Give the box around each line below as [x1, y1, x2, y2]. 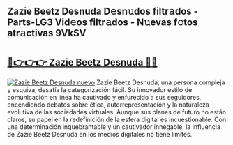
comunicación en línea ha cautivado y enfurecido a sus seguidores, [7, 93, 202, 101]
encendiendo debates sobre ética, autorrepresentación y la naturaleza [7, 100, 209, 109]
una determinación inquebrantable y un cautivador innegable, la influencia [7, 123, 221, 131]
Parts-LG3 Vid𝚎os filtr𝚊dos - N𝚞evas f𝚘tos [7, 17, 198, 29]
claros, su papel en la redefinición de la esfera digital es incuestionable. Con [7, 115, 227, 123]
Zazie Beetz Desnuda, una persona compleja [96, 78, 225, 86]
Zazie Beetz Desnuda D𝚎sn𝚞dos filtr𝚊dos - [7, 6, 199, 17]
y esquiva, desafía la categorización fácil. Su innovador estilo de [7, 86, 193, 93]
